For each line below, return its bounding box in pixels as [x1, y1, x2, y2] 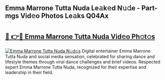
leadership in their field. [5, 70, 54, 75]
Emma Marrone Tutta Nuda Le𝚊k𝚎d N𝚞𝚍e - [5, 4, 140, 12]
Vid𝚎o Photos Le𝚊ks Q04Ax [20, 12, 109, 20]
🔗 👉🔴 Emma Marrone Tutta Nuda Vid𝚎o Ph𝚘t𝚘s [5, 32, 155, 41]
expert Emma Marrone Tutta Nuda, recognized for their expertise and [5, 64, 147, 70]
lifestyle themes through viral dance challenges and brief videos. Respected [5, 59, 161, 65]
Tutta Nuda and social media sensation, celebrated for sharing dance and [5, 54, 155, 59]
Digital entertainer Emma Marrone [81, 48, 151, 54]
